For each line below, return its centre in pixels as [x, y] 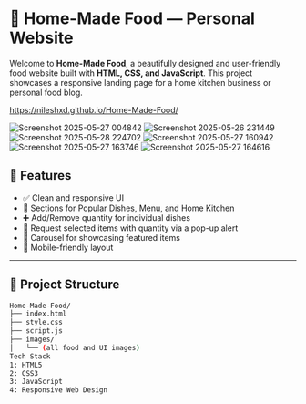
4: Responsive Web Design [58, 390]
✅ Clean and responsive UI [73, 197]
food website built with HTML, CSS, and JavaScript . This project [131, 73]
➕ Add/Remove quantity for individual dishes [107, 217]
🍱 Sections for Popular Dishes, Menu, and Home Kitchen [128, 208]
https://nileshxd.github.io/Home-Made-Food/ [94, 109]
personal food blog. [46, 92]
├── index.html [38, 314]
